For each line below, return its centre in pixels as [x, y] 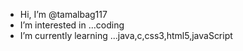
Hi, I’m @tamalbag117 [63, 14]
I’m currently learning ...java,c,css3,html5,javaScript [126, 35]
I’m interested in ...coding [72, 25]
